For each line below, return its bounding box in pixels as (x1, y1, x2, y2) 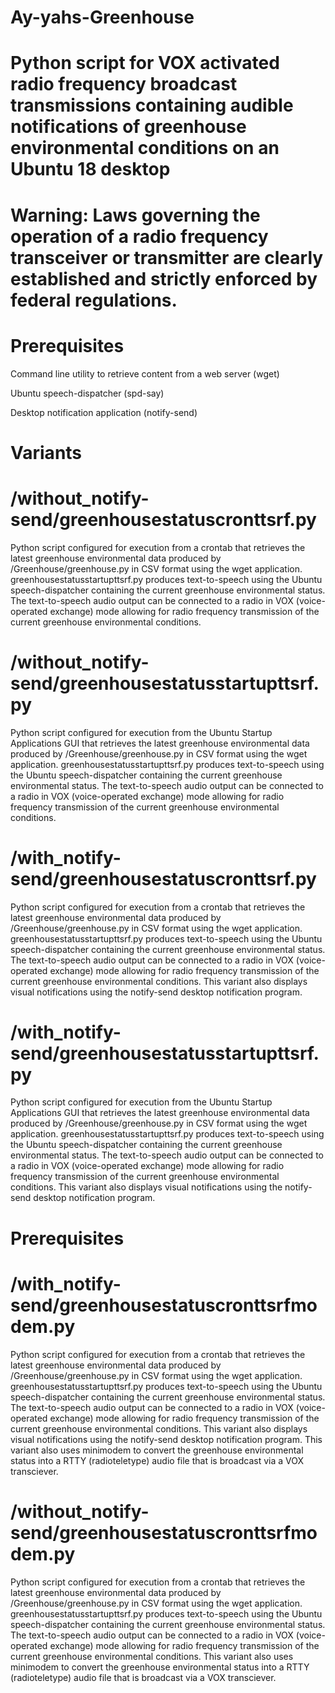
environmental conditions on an (10, 137, 280, 160)
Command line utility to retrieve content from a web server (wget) (10, 367, 280, 380)
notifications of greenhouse (10, 116, 247, 138)
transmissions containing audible (10, 94, 294, 117)
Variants (10, 441, 83, 464)
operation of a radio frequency (10, 225, 269, 248)
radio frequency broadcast (10, 73, 238, 96)
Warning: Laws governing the (10, 204, 261, 226)
